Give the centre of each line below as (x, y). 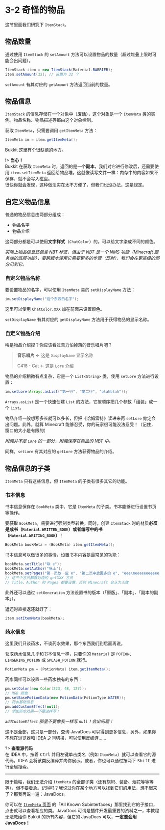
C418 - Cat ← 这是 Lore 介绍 (45, 366)
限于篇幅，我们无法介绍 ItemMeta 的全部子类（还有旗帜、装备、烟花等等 (77, 782)
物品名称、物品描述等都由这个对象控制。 (54, 120)
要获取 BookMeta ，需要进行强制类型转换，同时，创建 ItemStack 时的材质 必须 (81, 523)
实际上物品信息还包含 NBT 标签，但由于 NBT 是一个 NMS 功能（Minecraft (79, 252)
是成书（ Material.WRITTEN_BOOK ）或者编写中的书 (54, 529)
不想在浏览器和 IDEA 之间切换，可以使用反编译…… (56, 738)
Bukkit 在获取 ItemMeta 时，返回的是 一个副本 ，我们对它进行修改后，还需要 (80, 166)
